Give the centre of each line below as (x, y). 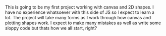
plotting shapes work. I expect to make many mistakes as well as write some (83, 23)
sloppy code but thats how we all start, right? (51, 28)
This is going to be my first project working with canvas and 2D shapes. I (80, 7)
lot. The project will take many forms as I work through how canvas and (78, 18)
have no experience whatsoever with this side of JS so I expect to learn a (80, 12)
